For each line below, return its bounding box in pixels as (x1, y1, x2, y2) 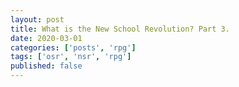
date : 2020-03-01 (10, 33, 83, 43)
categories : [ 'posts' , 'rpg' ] (10, 42, 137, 53)
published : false (10, 61, 83, 71)
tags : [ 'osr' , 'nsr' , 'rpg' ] (10, 52, 132, 62)
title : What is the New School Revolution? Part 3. (10, 24, 230, 34)
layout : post (10, 14, 65, 25)
